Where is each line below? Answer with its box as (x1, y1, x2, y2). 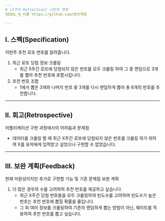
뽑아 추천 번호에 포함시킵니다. (25, 72, 82, 78)
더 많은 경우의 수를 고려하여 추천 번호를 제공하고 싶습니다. (12, 186, 123, 192)
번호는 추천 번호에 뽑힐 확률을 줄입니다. (19, 198, 95, 204)
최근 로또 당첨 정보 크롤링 (12, 60, 61, 66)
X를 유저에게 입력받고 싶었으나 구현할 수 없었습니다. (17, 141, 116, 147)
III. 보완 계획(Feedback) (5, 162, 75, 170)
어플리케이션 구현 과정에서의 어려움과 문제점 (5, 125, 89, 131)
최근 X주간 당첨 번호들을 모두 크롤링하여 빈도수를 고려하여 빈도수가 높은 (19, 192, 156, 198)
